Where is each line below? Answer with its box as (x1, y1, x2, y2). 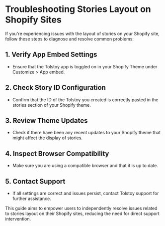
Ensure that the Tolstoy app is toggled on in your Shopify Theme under (12, 63, 158, 69)
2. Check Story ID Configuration (5, 83, 106, 92)
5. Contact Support (5, 177, 66, 186)
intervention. (5, 216, 31, 222)
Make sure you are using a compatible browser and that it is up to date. (12, 163, 158, 169)
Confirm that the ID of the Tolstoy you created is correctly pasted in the (12, 96, 159, 103)
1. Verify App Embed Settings (5, 50, 97, 59)
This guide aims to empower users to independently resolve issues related (5, 206, 158, 211)
